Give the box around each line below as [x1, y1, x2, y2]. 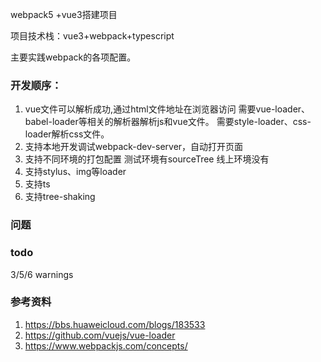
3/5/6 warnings [10, 268, 74, 280]
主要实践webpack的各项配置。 [10, 51, 137, 63]
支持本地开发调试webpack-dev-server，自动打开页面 [24, 141, 244, 153]
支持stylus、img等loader [24, 166, 127, 178]
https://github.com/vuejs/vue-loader [24, 329, 176, 341]
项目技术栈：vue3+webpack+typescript [10, 30, 175, 42]
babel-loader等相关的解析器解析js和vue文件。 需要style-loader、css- [24, 116, 312, 128]
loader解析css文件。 [24, 128, 110, 140]
